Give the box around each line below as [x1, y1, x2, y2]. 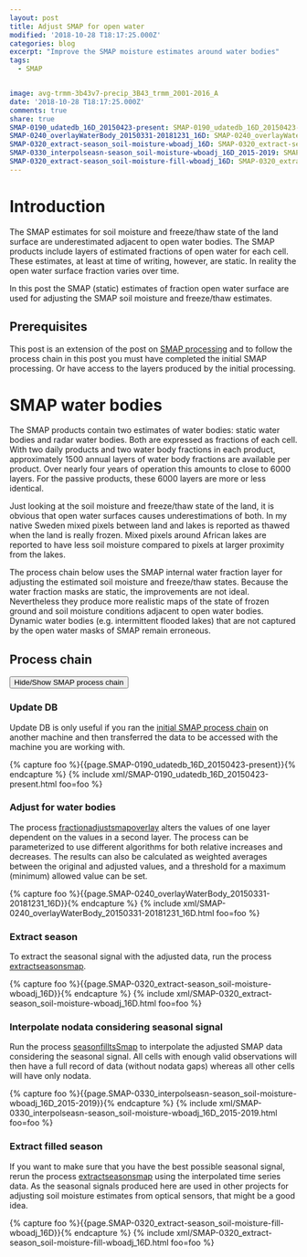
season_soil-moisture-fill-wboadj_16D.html [9, 1237, 169, 1248]
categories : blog [9, 38, 76, 48]
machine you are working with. [9, 741, 126, 752]
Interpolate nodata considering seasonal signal [9, 1020, 224, 1033]
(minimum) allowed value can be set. [9, 870, 148, 882]
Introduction [9, 195, 106, 217]
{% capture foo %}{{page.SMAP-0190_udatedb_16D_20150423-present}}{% [9, 759, 296, 770]
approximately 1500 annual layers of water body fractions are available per [9, 454, 291, 465]
